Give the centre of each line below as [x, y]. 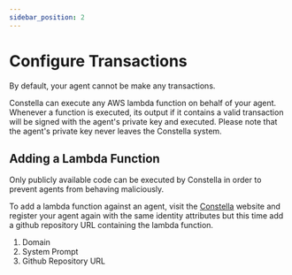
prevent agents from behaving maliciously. [87, 189]
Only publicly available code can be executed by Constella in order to [135, 180]
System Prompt [50, 252]
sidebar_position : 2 [47, 17]
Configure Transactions [98, 61]
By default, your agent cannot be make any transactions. [112, 86]
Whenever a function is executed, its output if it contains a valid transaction [146, 112]
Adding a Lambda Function [85, 159]
